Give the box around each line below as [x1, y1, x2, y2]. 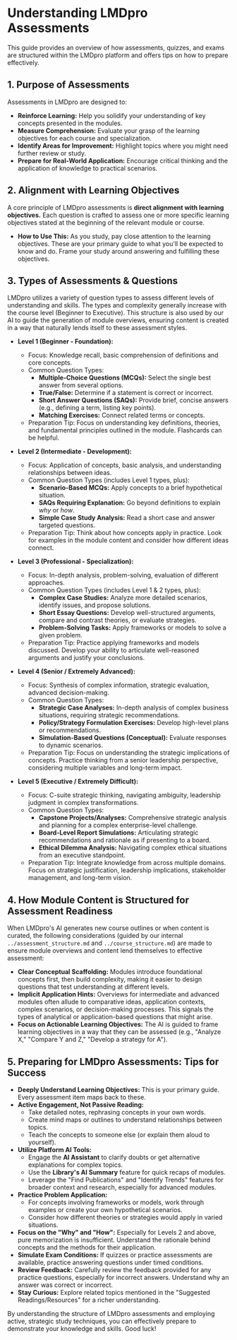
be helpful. [28, 433, 60, 442]
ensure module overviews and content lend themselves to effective [7, 946, 203, 955]
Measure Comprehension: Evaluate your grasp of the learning [17, 126, 200, 135]
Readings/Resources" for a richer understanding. [17, 1295, 161, 1304]
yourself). [28, 1138, 56, 1146]
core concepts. [28, 358, 73, 367]
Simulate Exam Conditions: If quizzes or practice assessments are [17, 1251, 213, 1259]
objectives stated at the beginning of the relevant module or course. [7, 218, 205, 227]
